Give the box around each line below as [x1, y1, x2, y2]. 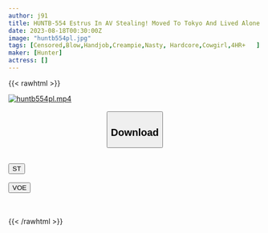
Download [111, 126, 159, 139]
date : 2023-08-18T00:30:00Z [8, 26, 103, 34]
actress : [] [8, 57, 48, 65]
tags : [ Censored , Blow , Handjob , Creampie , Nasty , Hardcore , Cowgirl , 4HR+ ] [8, 42, 261, 50]
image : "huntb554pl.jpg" [8, 34, 91, 42]
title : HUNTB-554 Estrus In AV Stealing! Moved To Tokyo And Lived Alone [8, 19, 261, 27]
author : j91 [8, 11, 48, 20]
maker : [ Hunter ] [8, 49, 63, 57]
